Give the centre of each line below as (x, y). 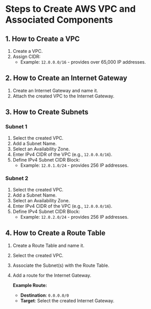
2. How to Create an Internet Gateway (66, 78)
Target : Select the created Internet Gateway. (67, 300)
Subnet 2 (17, 179)
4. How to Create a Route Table (56, 233)
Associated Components (59, 20)
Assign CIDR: (27, 56)
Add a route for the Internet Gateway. (52, 275)
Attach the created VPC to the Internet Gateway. (63, 96)
